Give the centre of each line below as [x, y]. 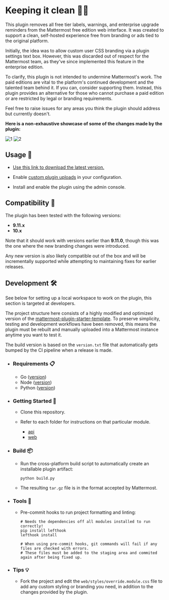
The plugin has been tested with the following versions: [63, 215]
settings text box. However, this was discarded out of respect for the [77, 56]
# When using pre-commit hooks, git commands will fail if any [89, 544]
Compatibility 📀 [30, 203]
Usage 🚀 [19, 155]
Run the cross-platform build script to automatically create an [84, 464]
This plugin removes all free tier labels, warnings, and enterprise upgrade [82, 24]
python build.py [37, 479]
